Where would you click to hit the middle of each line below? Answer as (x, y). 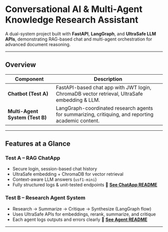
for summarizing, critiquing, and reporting (105, 114)
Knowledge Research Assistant (72, 20)
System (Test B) (27, 117)
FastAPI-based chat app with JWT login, (103, 87)
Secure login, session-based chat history (55, 169)
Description (108, 79)
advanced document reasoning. (38, 44)
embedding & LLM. (78, 100)
